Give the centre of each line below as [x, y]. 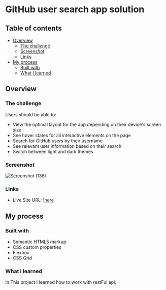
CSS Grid [22, 258]
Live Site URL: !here [33, 200]
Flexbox [21, 252]
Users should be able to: [31, 114]
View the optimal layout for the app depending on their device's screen [87, 124]
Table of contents [34, 28]
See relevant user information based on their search [67, 146]
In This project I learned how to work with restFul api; [61, 282]
